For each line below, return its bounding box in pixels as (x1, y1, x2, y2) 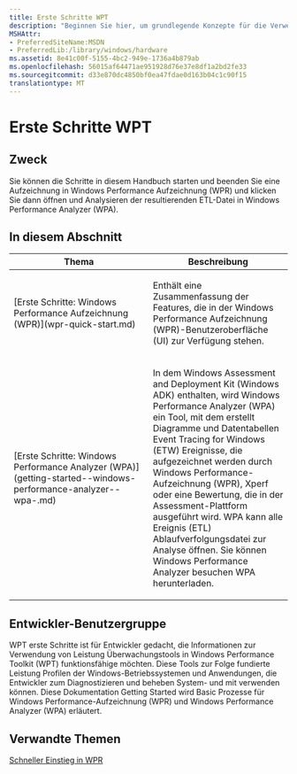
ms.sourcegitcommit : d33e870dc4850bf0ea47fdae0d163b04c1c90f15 (9, 71, 247, 80)
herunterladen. (153, 577, 215, 590)
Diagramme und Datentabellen (153, 422, 280, 435)
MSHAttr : (9, 29, 42, 38)
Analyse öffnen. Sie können (153, 544, 267, 556)
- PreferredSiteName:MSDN (9, 37, 104, 47)
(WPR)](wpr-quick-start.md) (13, 318, 136, 330)
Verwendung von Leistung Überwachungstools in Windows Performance (9, 649, 275, 660)
